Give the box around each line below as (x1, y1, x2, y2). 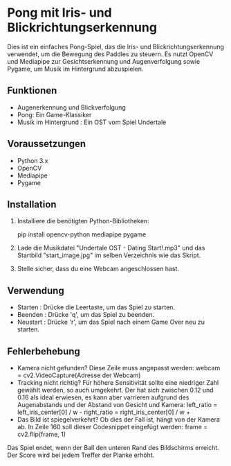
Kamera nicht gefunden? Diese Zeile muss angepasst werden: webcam (17, 364, 221, 372)
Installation (7, 198, 57, 210)
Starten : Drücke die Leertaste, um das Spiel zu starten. (17, 303, 175, 311)
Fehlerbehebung (7, 345, 81, 357)
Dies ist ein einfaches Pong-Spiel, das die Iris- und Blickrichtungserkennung (7, 42, 225, 51)
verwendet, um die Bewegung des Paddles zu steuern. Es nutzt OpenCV (7, 50, 214, 58)
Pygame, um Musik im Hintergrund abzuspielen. (7, 64, 144, 73)
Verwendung (7, 284, 64, 296)
